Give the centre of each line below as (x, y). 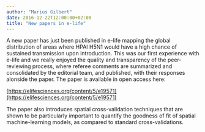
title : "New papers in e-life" (46, 23)
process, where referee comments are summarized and (102, 66)
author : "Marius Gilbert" (39, 12)
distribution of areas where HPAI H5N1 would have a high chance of (92, 47)
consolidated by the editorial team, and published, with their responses (96, 73)
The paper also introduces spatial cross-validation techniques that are (95, 109)
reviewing (19, 66)
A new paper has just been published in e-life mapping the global (88, 41)
